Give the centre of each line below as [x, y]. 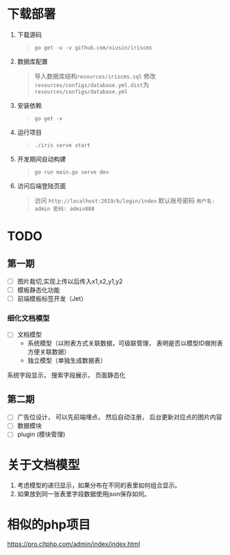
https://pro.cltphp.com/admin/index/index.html [74, 544]
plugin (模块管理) [41, 434]
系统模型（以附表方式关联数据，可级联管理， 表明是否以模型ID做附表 [125, 344]
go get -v [49, 118]
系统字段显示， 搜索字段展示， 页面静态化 [66, 375]
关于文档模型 [44, 465]
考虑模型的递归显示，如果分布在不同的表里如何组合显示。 [99, 485]
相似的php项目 [49, 524]
